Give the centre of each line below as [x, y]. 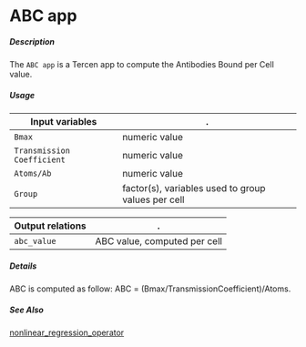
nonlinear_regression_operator [67, 332]
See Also [26, 310]
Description [32, 41]
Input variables [64, 122]
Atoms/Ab [33, 173]
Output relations [50, 226]
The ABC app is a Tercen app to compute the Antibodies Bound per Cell [142, 65]
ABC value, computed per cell [159, 241]
